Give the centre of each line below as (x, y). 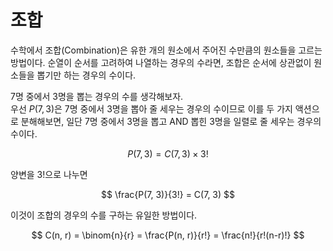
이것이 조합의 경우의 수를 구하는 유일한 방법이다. (104, 215)
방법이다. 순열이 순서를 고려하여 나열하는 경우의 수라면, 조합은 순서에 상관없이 (161, 62)
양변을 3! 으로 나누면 (49, 174)
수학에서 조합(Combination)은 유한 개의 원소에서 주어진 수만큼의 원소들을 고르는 (166, 50)
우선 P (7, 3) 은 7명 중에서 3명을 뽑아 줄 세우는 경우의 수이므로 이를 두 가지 (151, 108)
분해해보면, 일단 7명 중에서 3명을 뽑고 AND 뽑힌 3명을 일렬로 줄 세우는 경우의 (171, 121)
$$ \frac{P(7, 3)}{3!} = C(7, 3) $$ (168, 194)
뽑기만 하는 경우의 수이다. (86, 75)
